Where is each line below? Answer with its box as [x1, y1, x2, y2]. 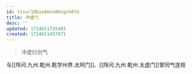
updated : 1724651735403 [6, 25, 66, 32]
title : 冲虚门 [6, 14, 39, 20]
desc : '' [6, 20, 28, 26]
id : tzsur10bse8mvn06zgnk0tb [6, 8, 80, 15]
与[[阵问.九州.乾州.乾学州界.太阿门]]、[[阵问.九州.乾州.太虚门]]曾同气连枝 [6, 61, 186, 69]
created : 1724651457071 [6, 31, 66, 37]
